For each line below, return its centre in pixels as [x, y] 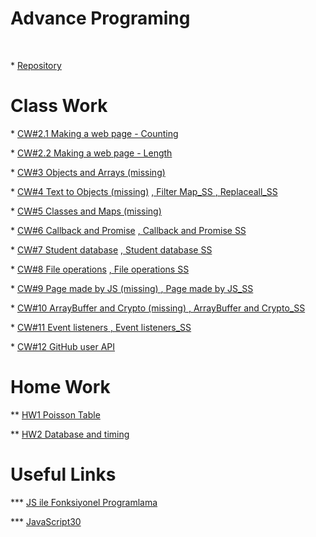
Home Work [60, 387]
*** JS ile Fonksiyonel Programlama [84, 502]
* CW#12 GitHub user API [63, 346]
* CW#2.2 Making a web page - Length [91, 153]
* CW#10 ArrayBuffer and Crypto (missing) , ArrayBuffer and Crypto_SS [158, 308]
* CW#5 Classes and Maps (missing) [86, 211]
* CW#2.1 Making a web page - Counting [94, 133]
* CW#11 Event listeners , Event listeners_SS [101, 327]
